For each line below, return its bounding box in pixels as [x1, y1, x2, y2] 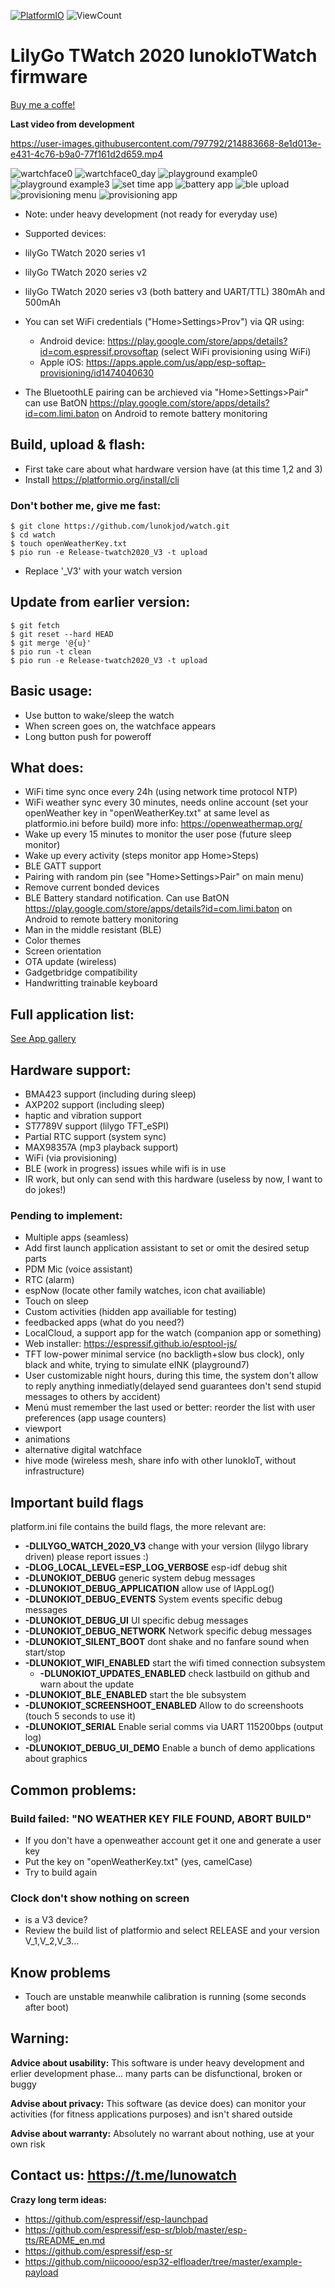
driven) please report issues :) [24, 1551, 150, 1563]
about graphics [24, 1753, 88, 1765]
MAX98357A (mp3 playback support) [24, 1141, 179, 1154]
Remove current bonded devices [24, 881, 160, 894]
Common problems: [10, 1781, 137, 1799]
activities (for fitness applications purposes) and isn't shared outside [10, 2108, 293, 2120]
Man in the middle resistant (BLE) [24, 924, 162, 936]
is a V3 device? [24, 1914, 88, 1926]
